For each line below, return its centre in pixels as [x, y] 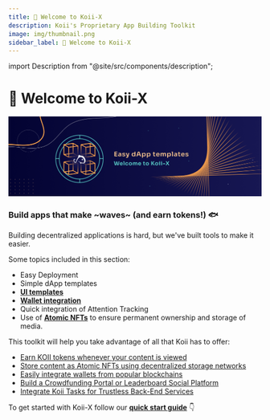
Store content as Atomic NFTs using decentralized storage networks [133, 366]
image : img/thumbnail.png [51, 34]
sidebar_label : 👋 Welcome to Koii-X [70, 43]
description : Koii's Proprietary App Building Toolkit [102, 25]
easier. [19, 244]
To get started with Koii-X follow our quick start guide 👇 [102, 408]
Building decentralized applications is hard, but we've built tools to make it [131, 235]
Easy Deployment [49, 275]
